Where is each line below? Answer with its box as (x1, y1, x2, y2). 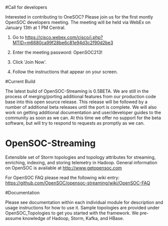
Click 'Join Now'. (12, 59, 47, 65)
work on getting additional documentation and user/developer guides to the (5, 110, 161, 115)
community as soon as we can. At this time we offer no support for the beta (5, 115, 161, 121)
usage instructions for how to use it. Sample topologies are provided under (5, 204, 160, 210)
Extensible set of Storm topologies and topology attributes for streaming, (5, 154, 156, 160)
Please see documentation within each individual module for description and (5, 199, 163, 205)
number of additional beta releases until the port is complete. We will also (5, 104, 157, 110)
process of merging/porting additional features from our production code (5, 94, 156, 99)
